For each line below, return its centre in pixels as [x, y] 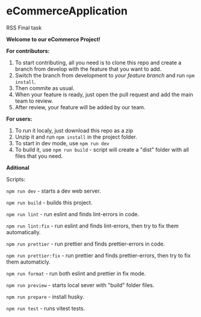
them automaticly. [29, 262]
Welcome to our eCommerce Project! [54, 39]
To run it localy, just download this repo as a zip [74, 130]
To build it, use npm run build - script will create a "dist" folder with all [102, 149]
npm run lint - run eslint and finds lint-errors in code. [73, 214]
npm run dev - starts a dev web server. [54, 191]
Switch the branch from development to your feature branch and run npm [105, 75]
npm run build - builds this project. [49, 202]
